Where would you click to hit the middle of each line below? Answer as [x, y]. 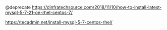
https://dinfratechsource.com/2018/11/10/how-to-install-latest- [97, 7]
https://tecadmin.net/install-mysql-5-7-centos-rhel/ [59, 22]
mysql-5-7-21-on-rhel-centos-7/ [39, 12]
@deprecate [18, 7]
